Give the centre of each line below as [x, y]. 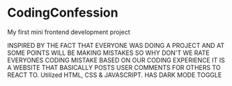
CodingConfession [63, 13]
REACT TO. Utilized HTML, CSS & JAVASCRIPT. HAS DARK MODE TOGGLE [115, 75]
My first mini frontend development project [69, 32]
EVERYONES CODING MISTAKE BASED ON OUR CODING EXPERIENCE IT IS [116, 60]
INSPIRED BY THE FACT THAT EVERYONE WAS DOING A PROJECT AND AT [116, 45]
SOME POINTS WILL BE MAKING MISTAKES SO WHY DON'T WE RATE [109, 53]
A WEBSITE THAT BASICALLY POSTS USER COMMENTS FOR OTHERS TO [114, 67]
